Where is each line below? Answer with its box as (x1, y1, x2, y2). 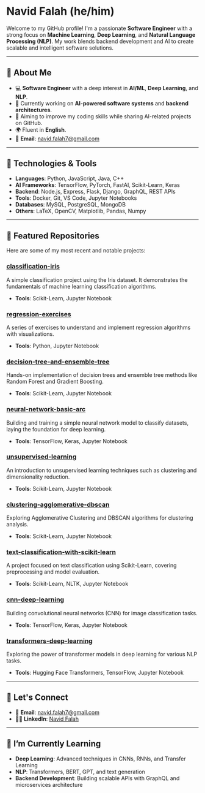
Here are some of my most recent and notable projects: (6, 247, 146, 254)
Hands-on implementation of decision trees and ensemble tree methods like (6, 371, 198, 379)
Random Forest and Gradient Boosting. (6, 378, 104, 385)
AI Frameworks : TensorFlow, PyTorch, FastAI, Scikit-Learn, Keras (15, 181, 180, 188)
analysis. (6, 521, 29, 528)
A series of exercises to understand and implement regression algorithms (6, 324, 191, 331)
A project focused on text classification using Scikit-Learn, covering (6, 562, 177, 569)
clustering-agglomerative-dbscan (6, 500, 110, 509)
